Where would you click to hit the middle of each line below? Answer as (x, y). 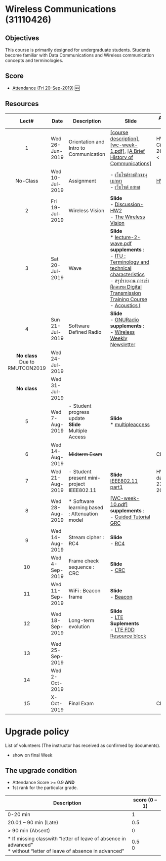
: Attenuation (83, 513)
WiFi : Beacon (84, 590)
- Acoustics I (125, 305)
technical (121, 268)
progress (79, 412)
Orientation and (86, 141)
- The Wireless (128, 217)
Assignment (82, 181)
